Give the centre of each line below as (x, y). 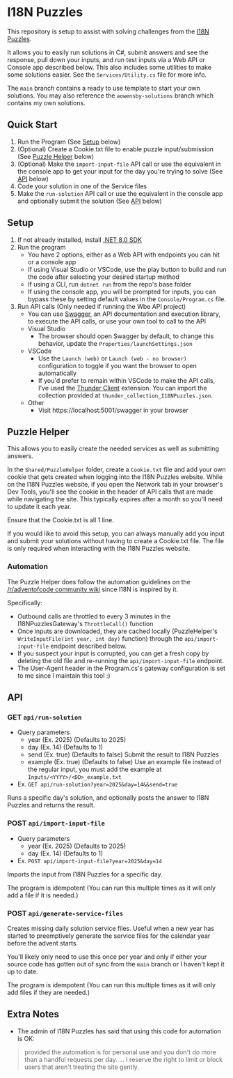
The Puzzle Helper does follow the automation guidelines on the (99, 582)
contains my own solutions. (46, 103)
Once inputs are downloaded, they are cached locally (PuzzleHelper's (117, 631)
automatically (57, 373)
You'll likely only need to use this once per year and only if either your (107, 957)
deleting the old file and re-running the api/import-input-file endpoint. (121, 660)
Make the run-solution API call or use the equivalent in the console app (120, 193)
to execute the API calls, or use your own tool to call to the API (117, 321)
